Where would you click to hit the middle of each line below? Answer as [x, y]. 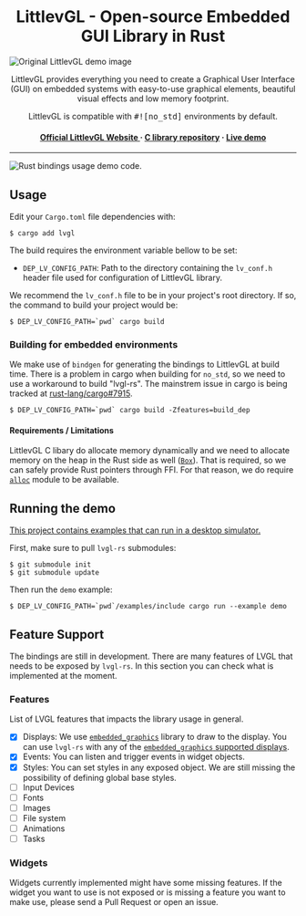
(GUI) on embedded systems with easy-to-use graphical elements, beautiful [153, 88]
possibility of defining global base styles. [100, 777]
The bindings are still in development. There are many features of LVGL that [151, 656]
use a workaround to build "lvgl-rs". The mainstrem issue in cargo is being [148, 384]
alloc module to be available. [65, 480]
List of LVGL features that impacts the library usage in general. [127, 719]
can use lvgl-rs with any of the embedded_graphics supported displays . [156, 747]
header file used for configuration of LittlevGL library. [122, 277]
